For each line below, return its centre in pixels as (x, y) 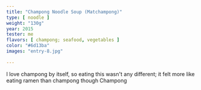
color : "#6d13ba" (28, 46)
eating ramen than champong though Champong (67, 80)
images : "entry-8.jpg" (35, 51)
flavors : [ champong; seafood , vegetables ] (63, 40)
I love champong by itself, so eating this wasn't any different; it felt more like (100, 74)
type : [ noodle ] (28, 18)
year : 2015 (20, 29)
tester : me (20, 34)
